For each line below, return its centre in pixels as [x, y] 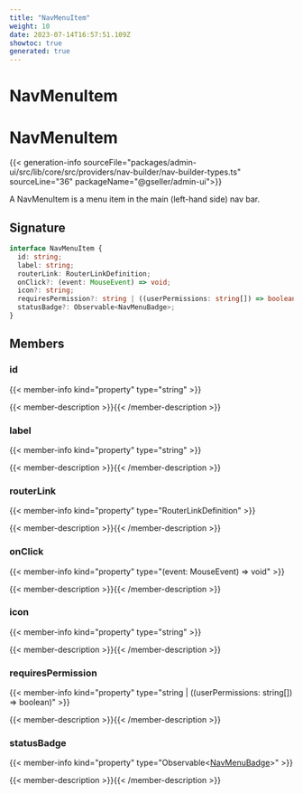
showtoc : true [36, 43]
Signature [37, 227]
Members [37, 344]
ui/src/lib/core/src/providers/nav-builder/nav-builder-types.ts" [125, 172]
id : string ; [40, 257]
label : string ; [46, 265]
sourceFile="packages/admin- [140, 163]
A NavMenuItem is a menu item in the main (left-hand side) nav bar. [134, 199]
